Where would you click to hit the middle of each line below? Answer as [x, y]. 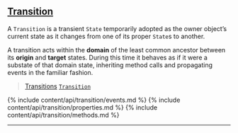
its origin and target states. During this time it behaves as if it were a [107, 57]
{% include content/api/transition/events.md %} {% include [94, 100]
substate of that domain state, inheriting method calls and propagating [110, 65]
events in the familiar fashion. [50, 72]
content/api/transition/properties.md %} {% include [83, 107]
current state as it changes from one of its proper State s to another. [106, 36]
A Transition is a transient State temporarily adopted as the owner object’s [117, 28]
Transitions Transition [57, 86]
